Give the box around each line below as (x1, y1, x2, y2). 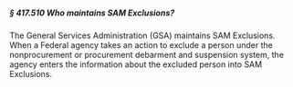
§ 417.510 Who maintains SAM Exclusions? (9, 7, 175, 18)
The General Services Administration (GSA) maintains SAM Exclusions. (9, 30, 276, 41)
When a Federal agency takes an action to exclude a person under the (9, 39, 274, 50)
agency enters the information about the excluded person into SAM (9, 59, 263, 70)
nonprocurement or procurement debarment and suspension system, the (9, 49, 285, 60)
